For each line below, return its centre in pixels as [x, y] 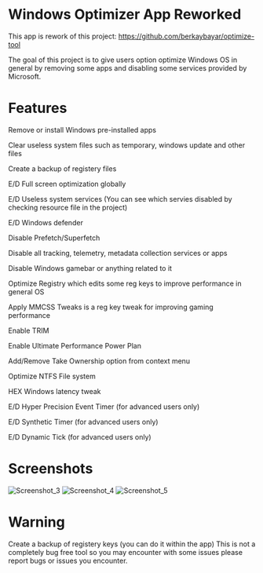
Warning [37, 522]
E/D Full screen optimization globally [67, 184]
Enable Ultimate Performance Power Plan [75, 345]
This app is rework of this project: [62, 36]
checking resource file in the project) [68, 207]
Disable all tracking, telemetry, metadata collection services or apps [118, 253]
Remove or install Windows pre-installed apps [82, 130]
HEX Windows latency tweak [55, 391]
